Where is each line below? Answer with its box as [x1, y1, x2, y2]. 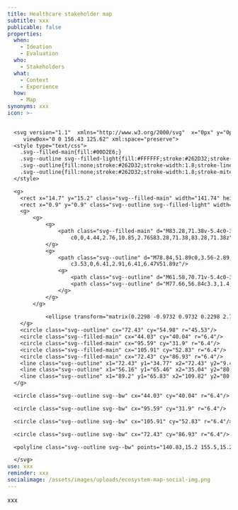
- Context [20, 76, 50, 84]
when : [13, 37, 30, 44]
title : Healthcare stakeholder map [7, 10, 113, 18]
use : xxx [7, 463, 33, 470]
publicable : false [7, 23, 62, 31]
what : [13, 70, 30, 77]
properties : [7, 30, 42, 38]
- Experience [20, 83, 59, 90]
